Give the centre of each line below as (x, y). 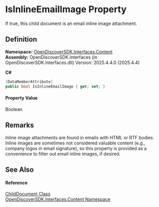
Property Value (22, 98)
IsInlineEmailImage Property (66, 9)
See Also (19, 170)
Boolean (14, 109)
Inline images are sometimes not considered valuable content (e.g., (75, 143)
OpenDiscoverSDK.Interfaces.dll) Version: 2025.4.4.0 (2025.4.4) (73, 63)
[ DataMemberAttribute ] (29, 82)
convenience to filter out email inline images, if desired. (63, 154)
